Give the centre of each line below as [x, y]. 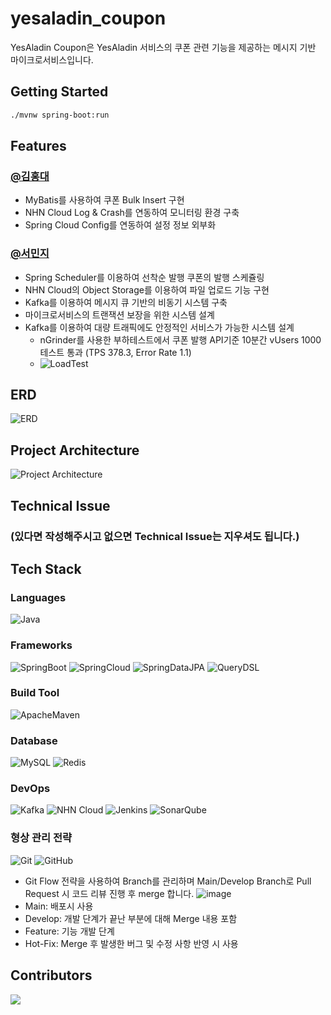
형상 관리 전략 [41, 838]
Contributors [51, 975]
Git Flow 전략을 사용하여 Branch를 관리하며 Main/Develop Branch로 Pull [168, 881]
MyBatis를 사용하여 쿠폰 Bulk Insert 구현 [104, 200]
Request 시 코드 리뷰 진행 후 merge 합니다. [109, 893]
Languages [38, 597]
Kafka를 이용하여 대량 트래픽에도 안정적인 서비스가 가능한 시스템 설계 [159, 327]
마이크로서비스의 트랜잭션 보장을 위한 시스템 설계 [119, 314]
